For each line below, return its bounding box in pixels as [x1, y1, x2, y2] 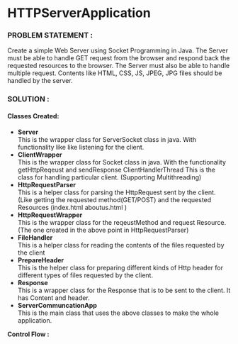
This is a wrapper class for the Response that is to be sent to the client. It [17, 286, 231, 294]
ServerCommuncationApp [17, 301, 98, 309]
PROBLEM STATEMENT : [7, 30, 93, 40]
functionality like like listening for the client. [17, 143, 144, 151]
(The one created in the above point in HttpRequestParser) [17, 226, 189, 234]
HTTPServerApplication [7, 5, 151, 21]
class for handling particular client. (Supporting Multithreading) [17, 172, 202, 182]
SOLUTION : [7, 94, 50, 104]
